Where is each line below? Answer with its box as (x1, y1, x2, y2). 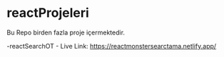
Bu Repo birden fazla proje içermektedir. (6, 28, 126, 37)
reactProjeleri (6, 5, 90, 21)
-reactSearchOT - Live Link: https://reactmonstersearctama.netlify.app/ (6, 42, 217, 50)
